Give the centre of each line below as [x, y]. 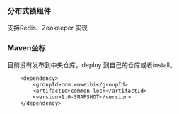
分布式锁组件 [29, 11]
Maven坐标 [27, 48]
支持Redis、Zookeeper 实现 [48, 28]
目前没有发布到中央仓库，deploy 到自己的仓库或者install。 [92, 64]
